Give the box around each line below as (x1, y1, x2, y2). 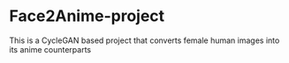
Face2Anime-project (9, 6, 165, 26)
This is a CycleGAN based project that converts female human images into (9, 35, 280, 45)
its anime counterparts (9, 44, 91, 54)
